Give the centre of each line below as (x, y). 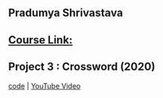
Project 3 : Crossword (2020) (82, 67)
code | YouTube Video (45, 85)
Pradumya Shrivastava (66, 13)
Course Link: (41, 40)
